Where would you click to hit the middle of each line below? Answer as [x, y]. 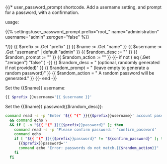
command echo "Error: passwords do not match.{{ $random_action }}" [88, 148]
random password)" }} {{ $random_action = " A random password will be [80, 73]
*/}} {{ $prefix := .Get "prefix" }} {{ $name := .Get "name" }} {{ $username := [83, 46]
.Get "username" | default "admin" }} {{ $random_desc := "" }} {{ [71, 52]
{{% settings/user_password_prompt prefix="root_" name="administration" [82, 32]
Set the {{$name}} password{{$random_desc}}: [54, 106]
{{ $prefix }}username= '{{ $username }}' [49, 97]
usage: [12, 22]
